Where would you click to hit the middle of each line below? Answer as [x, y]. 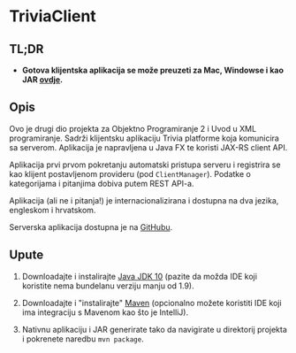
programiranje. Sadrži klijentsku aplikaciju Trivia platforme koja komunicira [144, 138]
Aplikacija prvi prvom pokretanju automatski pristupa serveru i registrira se [145, 165]
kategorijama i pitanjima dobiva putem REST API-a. [102, 183]
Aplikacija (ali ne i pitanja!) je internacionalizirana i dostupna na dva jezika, [144, 200]
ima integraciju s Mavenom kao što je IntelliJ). [105, 312]
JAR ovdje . [42, 80]
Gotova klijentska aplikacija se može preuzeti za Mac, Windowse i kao [153, 70]
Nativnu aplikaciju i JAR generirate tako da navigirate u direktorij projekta [154, 329]
